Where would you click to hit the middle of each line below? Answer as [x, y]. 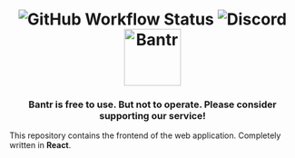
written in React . [40, 145]
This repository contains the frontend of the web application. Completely [145, 135]
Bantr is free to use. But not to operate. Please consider [152, 104]
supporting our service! [152, 116]
